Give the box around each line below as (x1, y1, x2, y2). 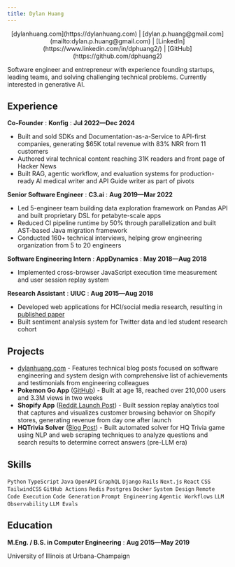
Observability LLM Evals (7, 501, 78, 508)
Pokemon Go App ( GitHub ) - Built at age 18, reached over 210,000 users (17, 386, 226, 395)
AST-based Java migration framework (17, 227, 127, 235)
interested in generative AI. (7, 80, 85, 88)
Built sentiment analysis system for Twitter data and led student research (17, 317, 228, 326)
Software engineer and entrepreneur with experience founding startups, (7, 65, 215, 73)
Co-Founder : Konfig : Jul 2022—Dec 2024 (7, 119, 135, 127)
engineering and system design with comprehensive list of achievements (17, 371, 228, 380)
